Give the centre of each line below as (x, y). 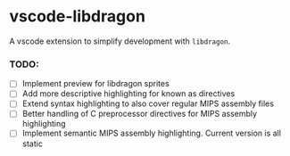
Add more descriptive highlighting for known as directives (128, 94)
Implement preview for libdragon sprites (95, 84)
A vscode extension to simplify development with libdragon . (120, 41)
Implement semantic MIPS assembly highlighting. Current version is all (151, 133)
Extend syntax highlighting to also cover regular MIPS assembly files (148, 103)
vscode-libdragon (77, 16)
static (32, 144)
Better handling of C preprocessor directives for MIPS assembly (139, 114)
